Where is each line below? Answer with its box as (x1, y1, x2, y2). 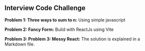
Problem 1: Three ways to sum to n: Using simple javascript (4, 17, 125, 23)
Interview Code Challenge (4, 4, 86, 12)
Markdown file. (4, 41, 35, 47)
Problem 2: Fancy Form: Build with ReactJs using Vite (4, 26, 114, 32)
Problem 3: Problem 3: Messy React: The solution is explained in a (4, 36, 140, 42)
